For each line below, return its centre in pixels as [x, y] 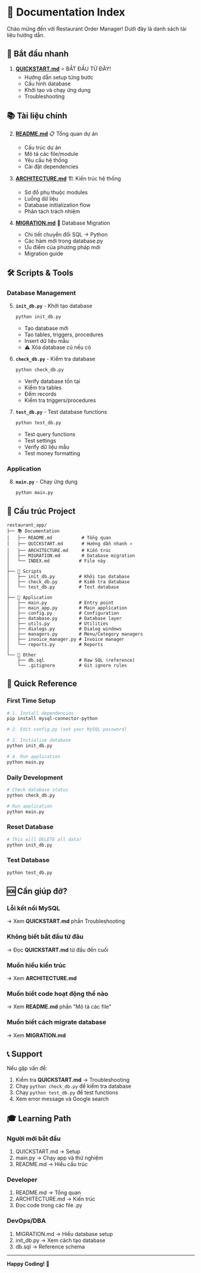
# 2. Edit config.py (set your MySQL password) [67, 729]
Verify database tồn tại [52, 381]
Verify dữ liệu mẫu [47, 447]
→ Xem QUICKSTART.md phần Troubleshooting [66, 921]
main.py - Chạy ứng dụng [47, 482]
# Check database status [38, 790]
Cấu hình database [47, 84]
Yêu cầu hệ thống [46, 160]
